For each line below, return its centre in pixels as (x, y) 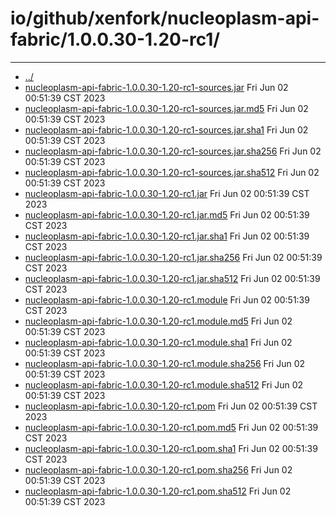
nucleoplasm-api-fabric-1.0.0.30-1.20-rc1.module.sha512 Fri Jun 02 (164, 384)
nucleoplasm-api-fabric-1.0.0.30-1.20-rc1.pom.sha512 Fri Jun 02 (158, 491)
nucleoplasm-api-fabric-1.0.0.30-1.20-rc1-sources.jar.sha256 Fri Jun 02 (173, 151)
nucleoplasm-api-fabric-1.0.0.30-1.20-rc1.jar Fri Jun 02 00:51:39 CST (167, 193)
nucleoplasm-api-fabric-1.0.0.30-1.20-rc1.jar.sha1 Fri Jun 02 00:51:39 (167, 236)
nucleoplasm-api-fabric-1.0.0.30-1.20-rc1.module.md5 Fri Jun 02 (158, 321)
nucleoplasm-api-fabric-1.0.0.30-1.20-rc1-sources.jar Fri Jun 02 (156, 87)
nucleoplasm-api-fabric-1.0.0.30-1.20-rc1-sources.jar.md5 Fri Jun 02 (166, 108)
